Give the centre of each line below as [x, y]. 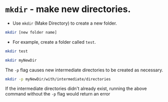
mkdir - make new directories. [68, 9]
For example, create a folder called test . [54, 42]
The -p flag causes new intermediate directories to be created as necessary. [84, 70]
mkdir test [17, 51]
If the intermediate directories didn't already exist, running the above [76, 88]
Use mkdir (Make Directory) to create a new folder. [65, 23]
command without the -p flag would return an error [58, 94]
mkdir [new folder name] [31, 32]
